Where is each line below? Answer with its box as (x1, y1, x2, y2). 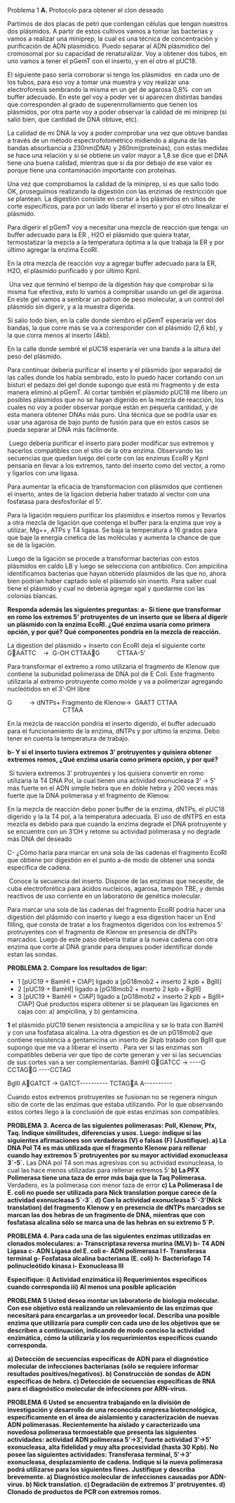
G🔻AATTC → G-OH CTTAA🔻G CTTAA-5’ (7, 649, 146, 657)
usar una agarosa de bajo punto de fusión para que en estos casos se (7, 418, 209, 426)
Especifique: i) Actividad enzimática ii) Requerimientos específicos (7, 1276, 208, 1283)
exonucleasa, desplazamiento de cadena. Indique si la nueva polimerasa (7, 1458, 223, 1466)
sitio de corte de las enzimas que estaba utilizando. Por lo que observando (7, 1100, 223, 1108)
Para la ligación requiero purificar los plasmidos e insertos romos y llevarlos (7, 511, 227, 519)
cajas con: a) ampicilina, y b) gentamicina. (17, 1007, 140, 1015)
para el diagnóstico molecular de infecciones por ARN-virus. (7, 1384, 188, 1393)
